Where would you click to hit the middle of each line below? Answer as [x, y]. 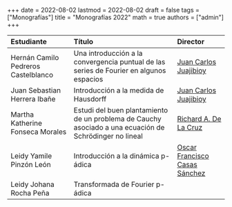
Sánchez [191, 173]
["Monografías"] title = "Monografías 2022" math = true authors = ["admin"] [116, 17]
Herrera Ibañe [33, 99]
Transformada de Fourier [114, 184]
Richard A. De [199, 119]
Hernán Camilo [35, 58]
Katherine [27, 123]
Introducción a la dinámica [116, 156]
